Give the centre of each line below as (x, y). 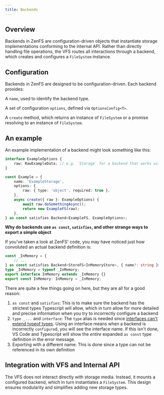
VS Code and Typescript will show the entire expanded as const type (82, 334)
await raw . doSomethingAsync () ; (54, 204)
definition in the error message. (44, 339)
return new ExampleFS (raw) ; (51, 209)
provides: (15, 89)
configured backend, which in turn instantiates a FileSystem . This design (78, 382)
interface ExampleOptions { (34, 159)
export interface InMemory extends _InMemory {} (55, 274)
